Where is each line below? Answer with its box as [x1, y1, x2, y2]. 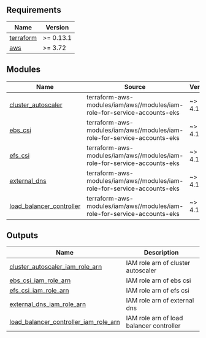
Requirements [6, 5, 61, 15]
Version [45, 23, 69, 31]
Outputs [6, 230, 39, 241]
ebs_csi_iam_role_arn [9, 276, 71, 285]
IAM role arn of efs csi [126, 286, 190, 295]
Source [124, 82, 146, 91]
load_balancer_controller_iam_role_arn [9, 318, 121, 326]
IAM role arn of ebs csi [126, 276, 191, 285]
